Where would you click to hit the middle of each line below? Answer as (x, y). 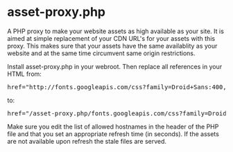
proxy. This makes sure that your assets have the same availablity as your (112, 46)
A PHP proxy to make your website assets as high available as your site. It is (115, 31)
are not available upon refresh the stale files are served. (87, 141)
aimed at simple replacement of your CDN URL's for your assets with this (111, 38)
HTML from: (24, 74)
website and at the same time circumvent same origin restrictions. (101, 53)
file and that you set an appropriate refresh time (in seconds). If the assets (113, 134)
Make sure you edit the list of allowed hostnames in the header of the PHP (113, 126)
